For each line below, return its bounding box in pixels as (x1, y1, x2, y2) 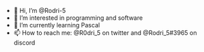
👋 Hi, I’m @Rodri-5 (13, 7, 66, 14)
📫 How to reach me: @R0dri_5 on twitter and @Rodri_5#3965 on (13, 29, 197, 37)
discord (13, 38, 36, 47)
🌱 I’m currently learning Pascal (13, 21, 101, 29)
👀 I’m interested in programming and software (13, 14, 143, 22)
